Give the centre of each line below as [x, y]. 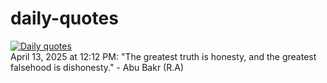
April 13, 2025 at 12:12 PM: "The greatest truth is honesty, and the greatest [163, 56]
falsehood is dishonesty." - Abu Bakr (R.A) [97, 67]
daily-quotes [64, 18]
